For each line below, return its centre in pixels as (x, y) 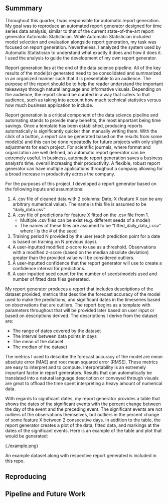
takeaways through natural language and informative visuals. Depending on (83, 89)
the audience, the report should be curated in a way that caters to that (78, 94)
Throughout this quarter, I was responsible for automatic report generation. (83, 20)
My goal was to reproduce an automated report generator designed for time (83, 26)
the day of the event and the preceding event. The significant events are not (84, 409)
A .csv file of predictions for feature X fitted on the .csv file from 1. (81, 215)
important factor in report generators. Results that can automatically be (78, 372)
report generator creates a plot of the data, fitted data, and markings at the (82, 425)
